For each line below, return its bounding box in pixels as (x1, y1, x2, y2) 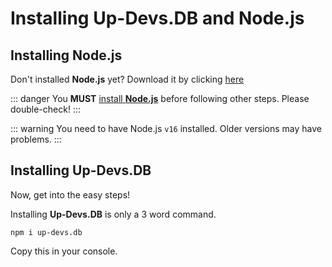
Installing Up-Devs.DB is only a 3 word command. (10, 208, 217, 220)
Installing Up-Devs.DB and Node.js (10, 7, 305, 30)
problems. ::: (10, 133, 62, 145)
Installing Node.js (10, 47, 123, 64)
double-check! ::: (10, 103, 81, 115)
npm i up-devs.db (10, 227, 83, 237)
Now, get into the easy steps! (10, 188, 131, 201)
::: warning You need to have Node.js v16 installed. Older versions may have (10, 123, 323, 134)
